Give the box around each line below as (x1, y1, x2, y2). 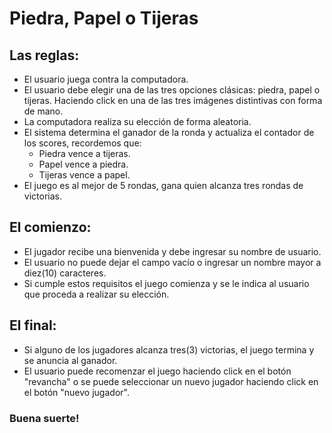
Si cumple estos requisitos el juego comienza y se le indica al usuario (23, 277, 310, 289)
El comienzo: (9, 219, 92, 236)
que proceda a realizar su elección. (23, 288, 170, 300)
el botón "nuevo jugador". (23, 386, 130, 398)
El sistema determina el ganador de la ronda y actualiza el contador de (23, 127, 315, 138)
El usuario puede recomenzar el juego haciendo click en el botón (23, 365, 292, 377)
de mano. (23, 105, 64, 117)
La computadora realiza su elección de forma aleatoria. (23, 116, 252, 127)
